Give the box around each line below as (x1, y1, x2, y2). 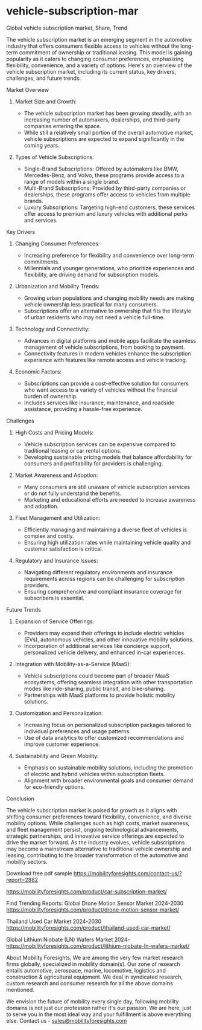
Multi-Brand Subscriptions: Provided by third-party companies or (24, 184, 186, 192)
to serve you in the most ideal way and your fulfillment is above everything (6, 1011, 192, 1018)
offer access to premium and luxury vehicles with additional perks (24, 210, 188, 217)
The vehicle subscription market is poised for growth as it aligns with (6, 806, 177, 814)
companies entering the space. (24, 122, 101, 129)
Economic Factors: (14, 368, 62, 375)
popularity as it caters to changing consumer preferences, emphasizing (6, 55, 184, 62)
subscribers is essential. (24, 594, 84, 601)
